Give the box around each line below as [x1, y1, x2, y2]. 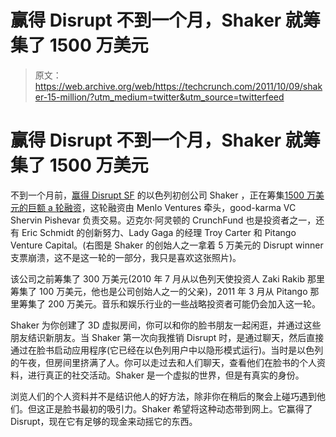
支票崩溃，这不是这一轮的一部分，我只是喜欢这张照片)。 [10, 251, 242, 263]
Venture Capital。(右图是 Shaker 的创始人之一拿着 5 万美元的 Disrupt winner [10, 239, 324, 251]
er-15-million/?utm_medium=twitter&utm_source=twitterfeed [34, 91, 285, 103]
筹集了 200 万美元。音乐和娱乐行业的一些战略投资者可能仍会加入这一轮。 [18, 297, 322, 310]
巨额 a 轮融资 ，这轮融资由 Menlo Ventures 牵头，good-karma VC [27, 201, 297, 213]
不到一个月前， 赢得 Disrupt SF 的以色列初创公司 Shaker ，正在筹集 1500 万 [10, 189, 317, 201]
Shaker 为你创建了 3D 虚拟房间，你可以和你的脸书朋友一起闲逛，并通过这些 [10, 319, 322, 331]
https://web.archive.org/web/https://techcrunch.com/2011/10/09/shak [34, 80, 323, 92]
